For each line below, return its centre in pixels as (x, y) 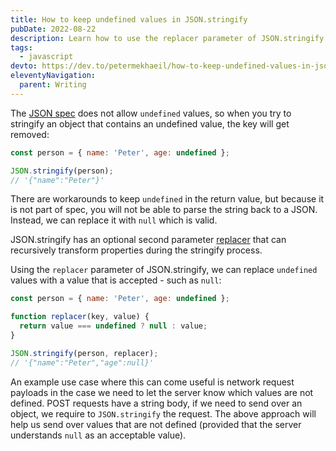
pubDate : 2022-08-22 (53, 29)
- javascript (46, 57)
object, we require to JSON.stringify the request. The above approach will (163, 413)
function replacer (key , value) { (80, 317)
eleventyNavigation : (53, 76)
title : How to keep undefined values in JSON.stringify (129, 19)
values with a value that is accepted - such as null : (116, 280)
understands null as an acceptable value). (98, 435)
